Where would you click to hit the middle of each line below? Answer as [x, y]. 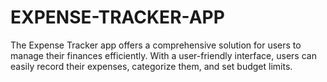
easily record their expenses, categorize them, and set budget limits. [151, 66]
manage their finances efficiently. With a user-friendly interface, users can [163, 55]
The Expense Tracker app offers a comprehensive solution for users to [156, 45]
